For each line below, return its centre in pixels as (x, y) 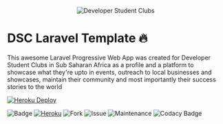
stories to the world (35, 86)
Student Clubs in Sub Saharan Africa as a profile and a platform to (100, 64)
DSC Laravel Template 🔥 (77, 38)
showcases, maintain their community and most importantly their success (112, 79)
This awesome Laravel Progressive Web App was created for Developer (109, 58)
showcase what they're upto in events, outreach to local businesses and (109, 72)
